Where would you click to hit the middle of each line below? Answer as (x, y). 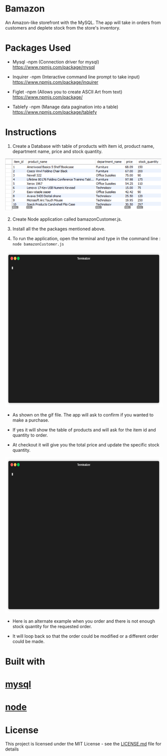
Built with (25, 661)
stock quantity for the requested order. (52, 626)
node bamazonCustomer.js (38, 244)
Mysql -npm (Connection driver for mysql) (56, 62)
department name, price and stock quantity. (57, 151)
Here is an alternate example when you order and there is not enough (84, 621)
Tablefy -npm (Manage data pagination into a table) (65, 107)
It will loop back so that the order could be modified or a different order (85, 636)
